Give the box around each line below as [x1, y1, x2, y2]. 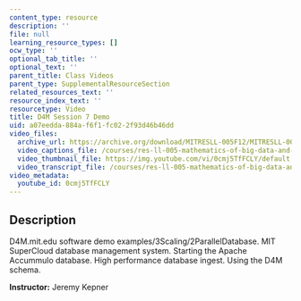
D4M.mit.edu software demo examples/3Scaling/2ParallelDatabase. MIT [9, 236, 276, 247]
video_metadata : [9, 171, 70, 180]
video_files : [9, 130, 58, 138]
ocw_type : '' [9, 46, 58, 55]
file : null [9, 29, 50, 38]
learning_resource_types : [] [9, 38, 118, 47]
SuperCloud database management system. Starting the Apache [9, 245, 248, 255]
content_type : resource [9, 13, 99, 22]
